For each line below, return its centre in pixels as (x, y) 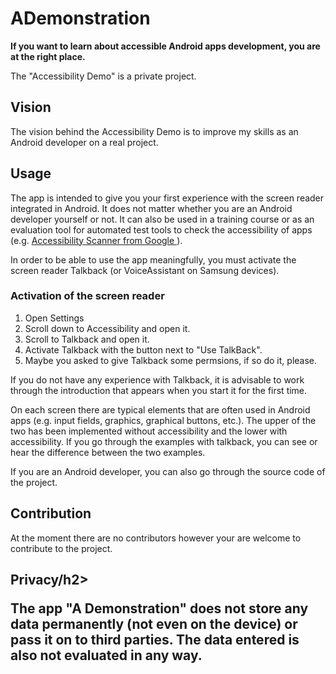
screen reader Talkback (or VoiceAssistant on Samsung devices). (145, 270)
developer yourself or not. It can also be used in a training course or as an (162, 219)
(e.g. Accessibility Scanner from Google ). (96, 240)
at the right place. (48, 56)
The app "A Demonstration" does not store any (159, 608)
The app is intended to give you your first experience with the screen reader (167, 198)
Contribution (51, 513)
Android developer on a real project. (84, 142)
